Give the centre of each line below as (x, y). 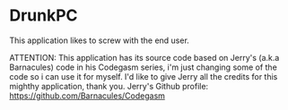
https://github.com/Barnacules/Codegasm (87, 96)
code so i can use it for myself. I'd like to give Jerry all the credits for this (144, 76)
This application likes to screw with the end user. (100, 40)
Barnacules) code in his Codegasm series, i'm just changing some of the (144, 67)
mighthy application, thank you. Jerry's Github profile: (109, 86)
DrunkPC (44, 16)
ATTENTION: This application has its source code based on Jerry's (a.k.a (144, 57)
